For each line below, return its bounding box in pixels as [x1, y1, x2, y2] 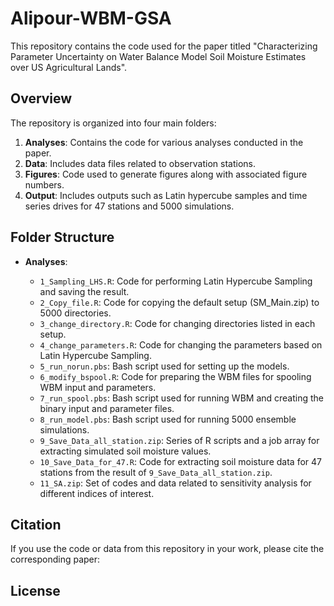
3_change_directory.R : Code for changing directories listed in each [39, 317, 316, 329]
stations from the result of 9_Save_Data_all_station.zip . [39, 466, 273, 478]
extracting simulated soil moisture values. [39, 445, 212, 457]
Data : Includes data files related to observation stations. [24, 157, 256, 169]
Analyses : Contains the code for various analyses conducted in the [24, 136, 304, 148]
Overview [10, 90, 73, 107]
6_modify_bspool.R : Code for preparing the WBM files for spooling [39, 370, 312, 382]
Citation [10, 516, 62, 533]
